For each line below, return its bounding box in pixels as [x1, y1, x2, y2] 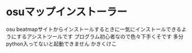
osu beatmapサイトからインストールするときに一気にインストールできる [6, 26, 182, 33]
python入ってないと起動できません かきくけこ [6, 40, 117, 47]
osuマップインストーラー [6, 5, 127, 19]
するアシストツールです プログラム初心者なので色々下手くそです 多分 [16, 33, 184, 40]
